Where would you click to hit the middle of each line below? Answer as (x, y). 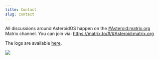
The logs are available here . (34, 43)
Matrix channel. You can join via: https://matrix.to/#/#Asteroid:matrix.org (80, 33)
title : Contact (21, 10)
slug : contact (20, 14)
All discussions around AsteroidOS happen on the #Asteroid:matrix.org (78, 28)
